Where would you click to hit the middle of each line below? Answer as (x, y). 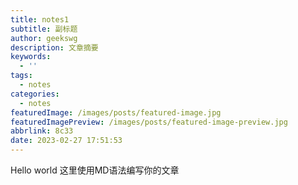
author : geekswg (44, 38)
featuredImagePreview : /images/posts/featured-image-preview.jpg (149, 122)
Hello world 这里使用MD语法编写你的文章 (95, 170)
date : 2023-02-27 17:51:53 (66, 141)
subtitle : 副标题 (44, 29)
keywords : (31, 57)
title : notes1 (40, 19)
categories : (35, 94)
